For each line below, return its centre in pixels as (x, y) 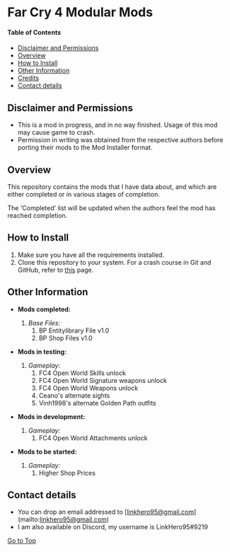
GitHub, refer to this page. (56, 270)
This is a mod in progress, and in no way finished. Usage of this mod (117, 125)
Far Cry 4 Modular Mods (80, 12)
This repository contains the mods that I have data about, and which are (112, 187)
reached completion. (38, 216)
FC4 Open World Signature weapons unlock (103, 380)
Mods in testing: (42, 352)
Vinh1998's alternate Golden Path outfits (97, 403)
